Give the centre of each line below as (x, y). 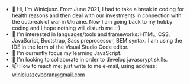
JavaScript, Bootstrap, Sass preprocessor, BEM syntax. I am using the (97, 41)
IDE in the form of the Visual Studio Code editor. (70, 47)
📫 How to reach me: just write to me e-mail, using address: (84, 66)
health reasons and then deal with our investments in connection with (96, 15)
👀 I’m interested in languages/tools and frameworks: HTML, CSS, (91, 34)
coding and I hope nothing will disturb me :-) (66, 28)
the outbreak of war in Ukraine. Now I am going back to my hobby (92, 22)
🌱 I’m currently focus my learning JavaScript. (67, 53)
